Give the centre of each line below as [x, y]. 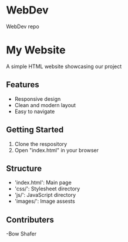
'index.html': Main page [43, 183]
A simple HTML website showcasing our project [64, 66]
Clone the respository [41, 144]
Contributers [30, 219]
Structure [24, 168]
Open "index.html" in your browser [56, 150]
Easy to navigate [35, 111]
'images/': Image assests [45, 201]
